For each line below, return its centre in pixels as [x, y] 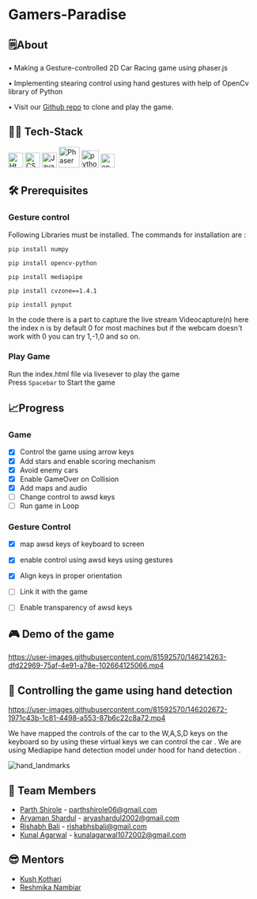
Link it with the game [54, 591]
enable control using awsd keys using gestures [96, 560]
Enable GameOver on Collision [69, 479]
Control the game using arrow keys [77, 452]
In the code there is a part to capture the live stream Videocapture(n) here [128, 319]
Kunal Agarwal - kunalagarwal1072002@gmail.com [103, 835]
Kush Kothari [40, 878]
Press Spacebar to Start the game [62, 382]
